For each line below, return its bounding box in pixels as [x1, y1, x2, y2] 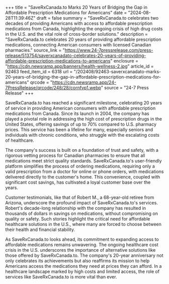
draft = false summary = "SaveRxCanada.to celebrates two [37, 15, 159, 21]
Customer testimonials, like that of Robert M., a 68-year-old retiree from [5, 194, 154, 200]
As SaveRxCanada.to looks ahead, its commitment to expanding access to [5, 237, 159, 242]
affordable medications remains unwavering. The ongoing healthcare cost [5, 242, 158, 248]
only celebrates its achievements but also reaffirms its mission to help [5, 258, 150, 264]
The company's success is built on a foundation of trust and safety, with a [5, 147, 158, 153]
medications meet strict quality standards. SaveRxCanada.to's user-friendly [5, 158, 162, 163]
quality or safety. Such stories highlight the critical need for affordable [5, 216, 150, 221]
